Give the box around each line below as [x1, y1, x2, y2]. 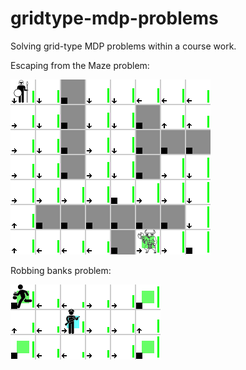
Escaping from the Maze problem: [10, 59, 150, 71]
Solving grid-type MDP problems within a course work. [10, 40, 237, 52]
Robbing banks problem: [10, 264, 112, 276]
